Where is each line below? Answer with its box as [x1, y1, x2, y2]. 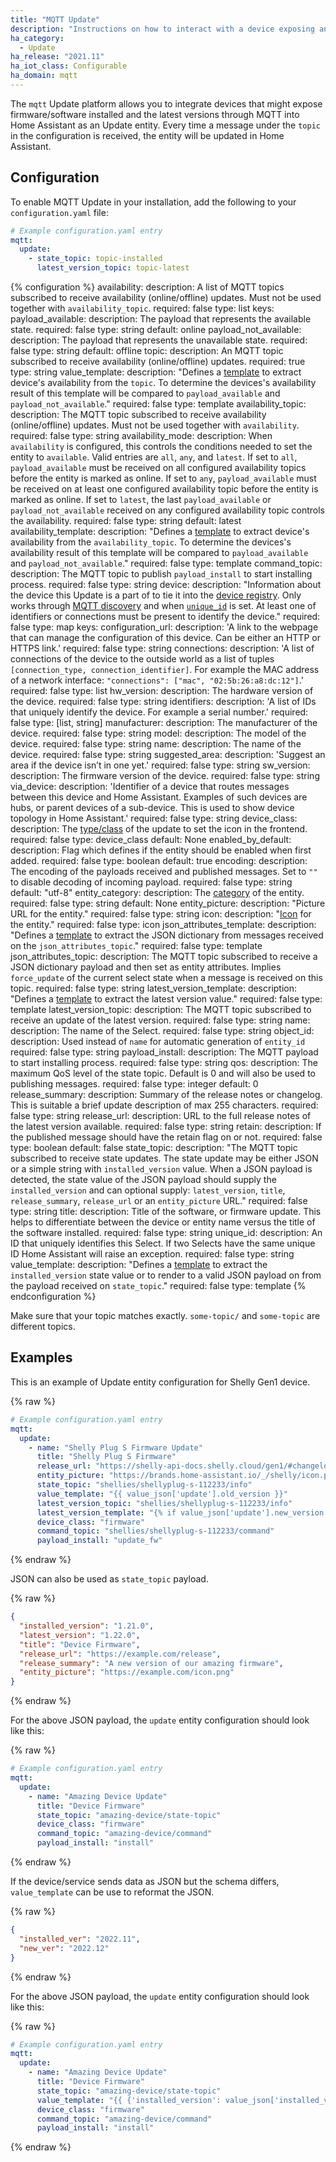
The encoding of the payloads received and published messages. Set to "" [10, 866, 318, 878]
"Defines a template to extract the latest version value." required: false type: [10, 993, 323, 1005]
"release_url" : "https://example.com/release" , [19, 1649, 222, 1659]
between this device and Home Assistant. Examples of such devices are [10, 791, 308, 803]
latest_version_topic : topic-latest [36, 263, 190, 273]
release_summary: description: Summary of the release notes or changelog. [10, 1089, 323, 1101]
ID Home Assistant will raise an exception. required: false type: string [10, 1248, 295, 1260]
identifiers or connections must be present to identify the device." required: [10, 611, 321, 623]
